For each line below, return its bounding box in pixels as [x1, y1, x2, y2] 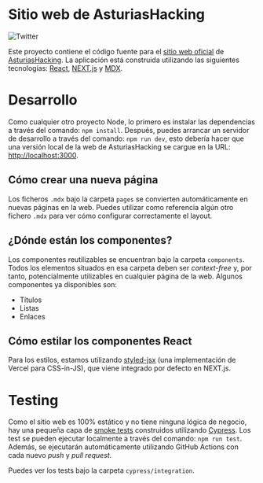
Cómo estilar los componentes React [8, 334, 192, 348]
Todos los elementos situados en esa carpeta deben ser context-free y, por [8, 263, 253, 272]
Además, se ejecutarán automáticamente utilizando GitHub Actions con [8, 442, 239, 452]
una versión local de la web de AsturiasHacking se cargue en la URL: [8, 142, 231, 151]
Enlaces [19, 312, 46, 321]
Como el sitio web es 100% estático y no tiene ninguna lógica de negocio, [8, 417, 247, 426]
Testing [8, 391, 59, 409]
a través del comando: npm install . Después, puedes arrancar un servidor [8, 125, 250, 135]
